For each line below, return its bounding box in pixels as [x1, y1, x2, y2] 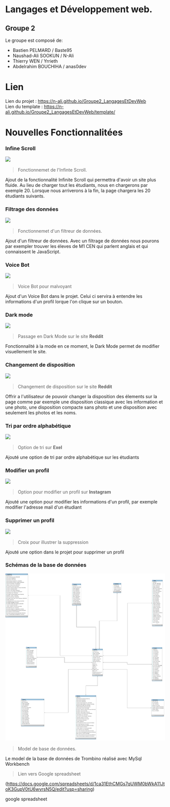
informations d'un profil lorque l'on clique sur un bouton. [5, 299, 123, 305]
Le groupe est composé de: [5, 37, 63, 43]
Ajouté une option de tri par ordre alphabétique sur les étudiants [5, 454, 140, 460]
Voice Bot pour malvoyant [17, 284, 72, 290]
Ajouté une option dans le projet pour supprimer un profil [5, 549, 124, 555]
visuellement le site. [5, 349, 47, 355]
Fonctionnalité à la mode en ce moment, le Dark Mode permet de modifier [5, 343, 160, 349]
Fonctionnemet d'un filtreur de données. [17, 228, 103, 234]
